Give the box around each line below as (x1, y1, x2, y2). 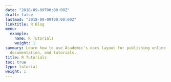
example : (10, 31, 29, 36)
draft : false (5, 12, 33, 17)
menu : (5, 26, 17, 32)
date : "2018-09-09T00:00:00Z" (5, 7, 70, 13)
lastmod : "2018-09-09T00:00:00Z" (5, 17, 77, 22)
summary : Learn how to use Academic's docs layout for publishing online (5, 45, 166, 50)
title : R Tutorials (5, 54, 47, 60)
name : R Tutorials (14, 36, 54, 41)
